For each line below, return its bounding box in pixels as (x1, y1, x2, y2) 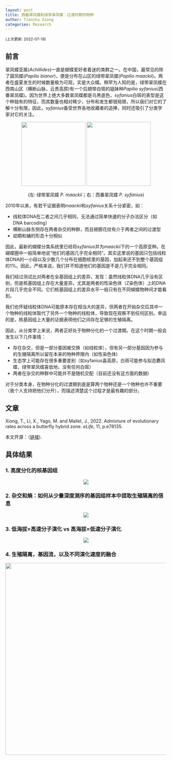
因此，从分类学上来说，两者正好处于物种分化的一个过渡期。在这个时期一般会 (5, 327, 167, 333)
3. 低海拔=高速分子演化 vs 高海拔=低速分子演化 (5, 525, 122, 533)
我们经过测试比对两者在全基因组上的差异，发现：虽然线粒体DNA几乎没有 (5, 273, 159, 280)
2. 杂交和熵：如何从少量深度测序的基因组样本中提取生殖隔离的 (5, 492, 159, 499)
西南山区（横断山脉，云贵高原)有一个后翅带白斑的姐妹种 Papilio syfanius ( (5, 86, 159, 92)
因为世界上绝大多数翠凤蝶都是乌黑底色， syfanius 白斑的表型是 (29, 92, 160, 98)
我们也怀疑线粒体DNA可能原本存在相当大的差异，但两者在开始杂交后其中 (5, 304, 159, 310)
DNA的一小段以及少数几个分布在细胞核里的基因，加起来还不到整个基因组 (9, 257, 163, 263)
